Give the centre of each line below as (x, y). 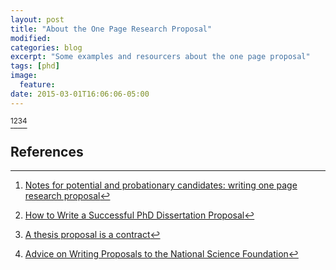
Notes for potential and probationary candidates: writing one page (161, 185)
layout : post (37, 19)
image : (24, 76)
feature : (37, 85)
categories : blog (46, 47)
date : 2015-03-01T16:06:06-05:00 (80, 94)
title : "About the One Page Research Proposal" (111, 29)
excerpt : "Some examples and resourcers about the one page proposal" (160, 57)
